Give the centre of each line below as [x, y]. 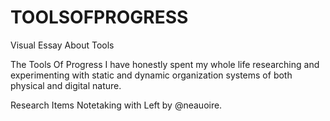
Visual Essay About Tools [62, 45]
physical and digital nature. [66, 85]
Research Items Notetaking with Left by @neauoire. [116, 105]
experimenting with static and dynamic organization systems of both [151, 75]
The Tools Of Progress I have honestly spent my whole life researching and [165, 64]
